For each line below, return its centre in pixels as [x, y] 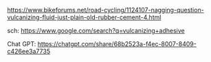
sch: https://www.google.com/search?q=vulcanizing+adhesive [96, 31]
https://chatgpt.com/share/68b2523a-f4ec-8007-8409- [117, 44]
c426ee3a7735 [29, 51]
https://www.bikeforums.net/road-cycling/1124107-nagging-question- [105, 10]
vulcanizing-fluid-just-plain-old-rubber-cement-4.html [84, 17]
